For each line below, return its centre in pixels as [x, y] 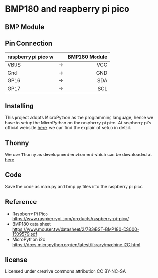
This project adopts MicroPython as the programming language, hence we [79, 118]
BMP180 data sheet [32, 224]
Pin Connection [29, 43]
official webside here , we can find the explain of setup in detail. [68, 128]
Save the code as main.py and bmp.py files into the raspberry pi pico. [74, 186]
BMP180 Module [87, 57]
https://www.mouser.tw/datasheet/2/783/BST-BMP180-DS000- [76, 229]
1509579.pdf [25, 234]
